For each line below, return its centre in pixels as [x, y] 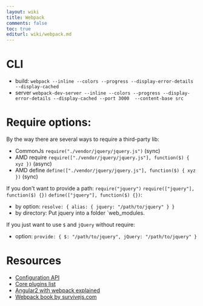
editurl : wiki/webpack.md [39, 34]
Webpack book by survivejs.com [56, 296]
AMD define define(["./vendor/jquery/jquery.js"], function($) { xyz [105, 170]
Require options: [49, 122]
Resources [34, 261]
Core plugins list [35, 284]
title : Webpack [25, 18]
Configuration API [37, 277]
